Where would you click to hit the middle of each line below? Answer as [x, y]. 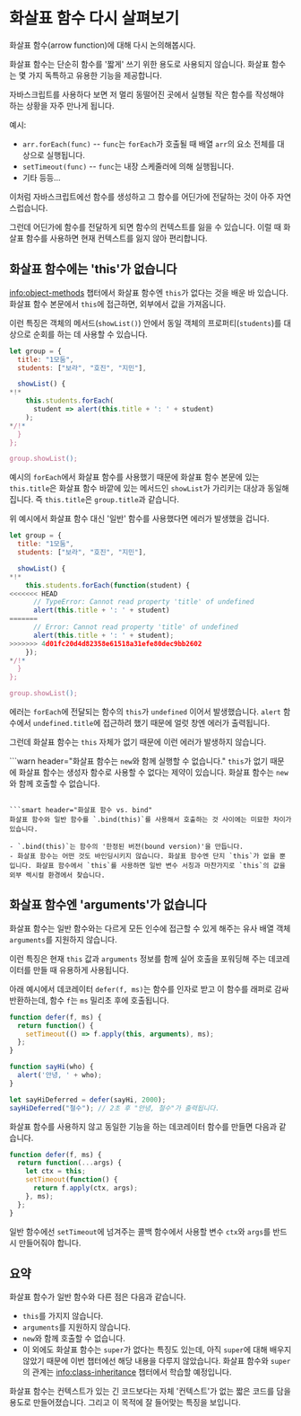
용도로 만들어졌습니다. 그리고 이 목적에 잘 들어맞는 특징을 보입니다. [125, 1403]
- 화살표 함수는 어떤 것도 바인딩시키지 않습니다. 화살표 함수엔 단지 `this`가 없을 [142, 856]
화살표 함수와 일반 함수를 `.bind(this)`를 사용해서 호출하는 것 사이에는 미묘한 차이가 [150, 819]
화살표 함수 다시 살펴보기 [95, 18]
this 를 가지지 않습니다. [63, 1316]
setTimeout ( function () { [72, 1180]
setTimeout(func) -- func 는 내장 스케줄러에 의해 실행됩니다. [128, 166]
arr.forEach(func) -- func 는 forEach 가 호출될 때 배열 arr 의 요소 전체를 [149, 144]
